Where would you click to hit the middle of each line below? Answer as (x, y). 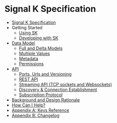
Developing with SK (39, 38)
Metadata (29, 58)
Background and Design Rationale (46, 100)
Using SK (28, 33)
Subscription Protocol (41, 95)
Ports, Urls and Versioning (45, 74)
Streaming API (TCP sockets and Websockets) (65, 84)
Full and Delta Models (41, 48)
